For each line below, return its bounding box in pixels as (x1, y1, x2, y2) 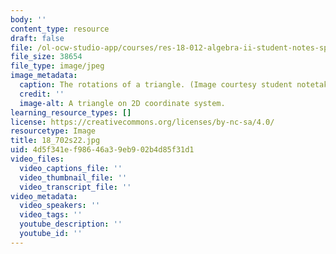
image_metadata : (10, 71, 78, 81)
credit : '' (19, 89, 65, 99)
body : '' (10, 14, 47, 25)
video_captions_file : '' (19, 163, 123, 173)
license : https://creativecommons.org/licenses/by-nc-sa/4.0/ (10, 117, 275, 127)
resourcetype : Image (10, 126, 97, 136)
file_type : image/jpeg (10, 61, 105, 71)
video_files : (10, 154, 65, 164)
